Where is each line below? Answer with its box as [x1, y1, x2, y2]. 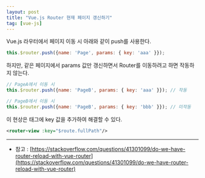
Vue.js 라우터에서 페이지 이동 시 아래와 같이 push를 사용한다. [6, 38, 151, 45]
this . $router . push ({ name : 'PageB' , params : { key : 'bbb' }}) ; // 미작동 [6, 104, 192, 110]
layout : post [6, 9, 40, 15]
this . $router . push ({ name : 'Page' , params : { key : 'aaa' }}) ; [6, 50, 165, 56]
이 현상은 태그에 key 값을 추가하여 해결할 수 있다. [6, 115, 123, 123]
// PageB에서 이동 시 [6, 98, 55, 104]
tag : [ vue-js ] [6, 20, 43, 26]
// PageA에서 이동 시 [6, 82, 55, 88]
